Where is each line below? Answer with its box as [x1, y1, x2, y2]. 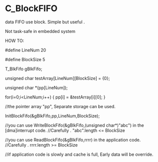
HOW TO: [5, 37, 24, 44]
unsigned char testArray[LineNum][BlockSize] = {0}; [5, 75, 110, 81]
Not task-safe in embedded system [5, 28, 76, 34]
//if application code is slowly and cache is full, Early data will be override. [5, 151, 154, 157]
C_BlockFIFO [5, 3, 58, 14]
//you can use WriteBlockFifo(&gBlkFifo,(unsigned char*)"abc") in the [5, 122, 144, 128]
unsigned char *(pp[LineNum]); [5, 84, 68, 90]
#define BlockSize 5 [5, 56, 45, 62]
